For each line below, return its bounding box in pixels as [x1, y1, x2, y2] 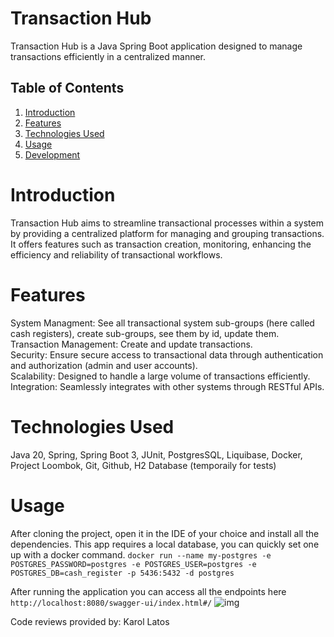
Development [24, 148, 81, 161]
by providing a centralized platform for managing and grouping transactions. [10, 227, 325, 239]
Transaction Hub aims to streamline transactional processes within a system [10, 217, 324, 229]
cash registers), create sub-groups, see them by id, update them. [10, 327, 280, 339]
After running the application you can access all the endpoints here [10, 585, 287, 597]
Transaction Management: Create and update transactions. [10, 338, 253, 350]
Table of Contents [10, 80, 125, 97]
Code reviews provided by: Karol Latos [10, 615, 170, 627]
